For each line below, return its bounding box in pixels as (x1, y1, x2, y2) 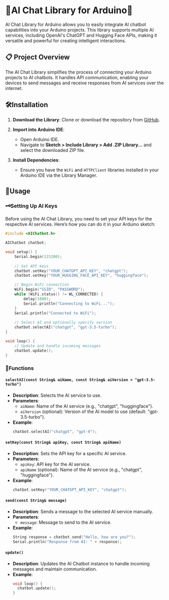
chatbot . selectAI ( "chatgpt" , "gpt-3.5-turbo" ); (14, 325, 117, 330)
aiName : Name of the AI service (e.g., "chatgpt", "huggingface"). (20, 403, 154, 409)
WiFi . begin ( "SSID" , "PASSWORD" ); (14, 287, 85, 292)
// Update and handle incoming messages (14, 343, 101, 349)
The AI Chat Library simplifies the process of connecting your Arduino (5, 69, 152, 75)
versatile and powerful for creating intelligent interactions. (5, 38, 126, 44)
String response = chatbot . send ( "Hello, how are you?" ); (12, 534, 136, 540)
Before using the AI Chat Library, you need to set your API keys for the (5, 216, 152, 222)
